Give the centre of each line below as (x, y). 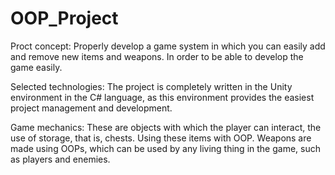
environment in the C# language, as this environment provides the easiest (162, 97)
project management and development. (91, 108)
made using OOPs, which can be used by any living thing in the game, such (165, 148)
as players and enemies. (60, 159)
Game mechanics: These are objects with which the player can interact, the (166, 127)
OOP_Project (64, 18)
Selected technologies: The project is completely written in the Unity (151, 86)
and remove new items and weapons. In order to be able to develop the (157, 56)
